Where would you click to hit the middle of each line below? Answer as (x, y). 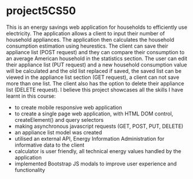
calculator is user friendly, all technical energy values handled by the (98, 151)
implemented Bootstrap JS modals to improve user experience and (96, 164)
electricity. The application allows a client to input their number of (86, 33)
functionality (30, 170)
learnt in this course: (31, 96)
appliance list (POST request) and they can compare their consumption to (95, 52)
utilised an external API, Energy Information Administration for (89, 138)
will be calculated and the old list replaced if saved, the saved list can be (94, 71)
